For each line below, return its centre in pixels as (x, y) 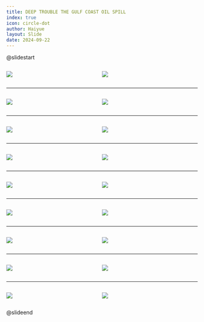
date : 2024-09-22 (28, 40)
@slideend (20, 312)
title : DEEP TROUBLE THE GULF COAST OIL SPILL (66, 12)
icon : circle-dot (28, 23)
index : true (21, 18)
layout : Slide (24, 35)
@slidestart (21, 57)
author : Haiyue (25, 29)
